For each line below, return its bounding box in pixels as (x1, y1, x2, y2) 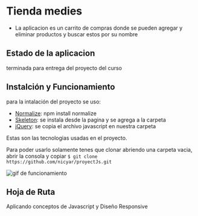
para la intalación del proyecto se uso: (6, 98, 101, 105)
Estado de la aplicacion (6, 48, 95, 59)
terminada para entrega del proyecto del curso (6, 64, 123, 71)
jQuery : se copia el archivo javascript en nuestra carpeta (14, 122, 156, 129)
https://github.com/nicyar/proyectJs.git (6, 159, 112, 165)
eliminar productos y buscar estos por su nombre (14, 30, 138, 38)
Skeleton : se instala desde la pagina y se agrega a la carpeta (14, 116, 166, 123)
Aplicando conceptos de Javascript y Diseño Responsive (6, 203, 148, 210)
